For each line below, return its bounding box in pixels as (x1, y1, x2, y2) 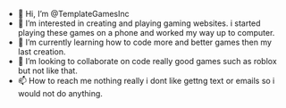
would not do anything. (17, 88, 103, 98)
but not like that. (17, 65, 78, 76)
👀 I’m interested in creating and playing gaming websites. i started (17, 18, 261, 29)
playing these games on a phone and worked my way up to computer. (17, 28, 275, 37)
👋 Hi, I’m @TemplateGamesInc (17, 9, 130, 19)
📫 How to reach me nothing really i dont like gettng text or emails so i (17, 76, 275, 86)
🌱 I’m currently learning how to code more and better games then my (17, 37, 273, 47)
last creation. (17, 46, 66, 57)
